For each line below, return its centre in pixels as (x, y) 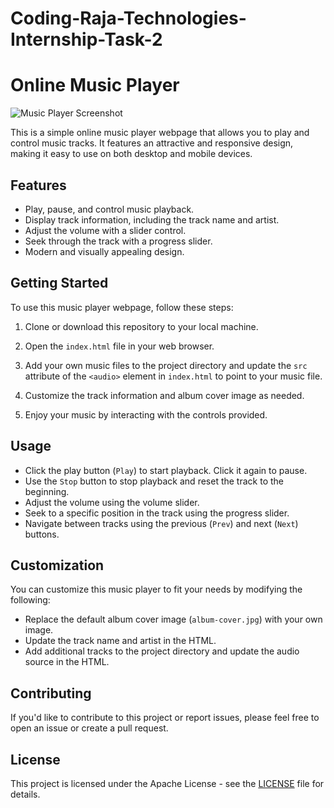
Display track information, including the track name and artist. (152, 219)
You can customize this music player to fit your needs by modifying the (156, 589)
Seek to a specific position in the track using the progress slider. (157, 513)
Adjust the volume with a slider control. (105, 230)
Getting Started (59, 283)
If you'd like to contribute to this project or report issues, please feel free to (165, 718)
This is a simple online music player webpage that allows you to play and (160, 133)
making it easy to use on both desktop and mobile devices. (131, 154)
